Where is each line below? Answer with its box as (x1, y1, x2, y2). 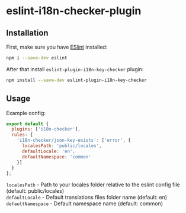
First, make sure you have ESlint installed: (6, 43, 108, 50)
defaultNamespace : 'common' (21, 154, 92, 160)
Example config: (6, 109, 46, 116)
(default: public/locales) (6, 187, 65, 195)
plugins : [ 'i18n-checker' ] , (11, 126, 81, 132)
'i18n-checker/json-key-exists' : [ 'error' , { (17, 138, 132, 144)
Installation (6, 28, 49, 38)
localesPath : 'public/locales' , (21, 143, 102, 149)
